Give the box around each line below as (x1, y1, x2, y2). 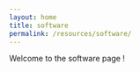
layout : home (9, 12, 57, 22)
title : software (9, 21, 69, 30)
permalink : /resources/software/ (9, 29, 132, 38)
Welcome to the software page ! (9, 54, 126, 64)
